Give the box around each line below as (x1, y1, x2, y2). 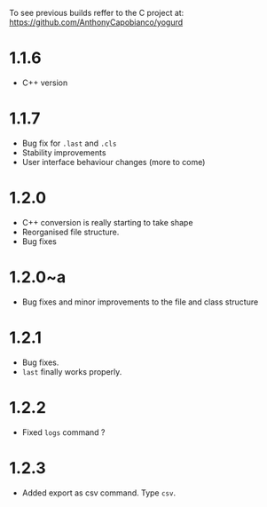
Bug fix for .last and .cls (21, 138, 117, 148)
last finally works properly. (21, 366, 122, 376)
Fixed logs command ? (21, 426, 106, 438)
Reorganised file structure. (21, 226, 120, 237)
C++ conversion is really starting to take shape (21, 217, 193, 227)
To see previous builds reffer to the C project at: (9, 8, 185, 18)
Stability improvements (21, 147, 106, 158)
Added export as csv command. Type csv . (21, 487, 176, 498)
